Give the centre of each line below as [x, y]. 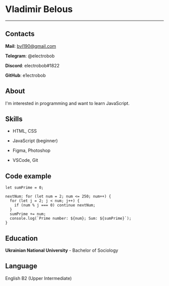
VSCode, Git [25, 160]
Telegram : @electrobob [30, 56]
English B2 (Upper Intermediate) [38, 278]
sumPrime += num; [28, 214]
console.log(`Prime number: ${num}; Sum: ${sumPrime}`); [71, 219]
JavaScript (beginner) [35, 141]
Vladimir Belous [39, 9]
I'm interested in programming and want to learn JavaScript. [67, 103]
